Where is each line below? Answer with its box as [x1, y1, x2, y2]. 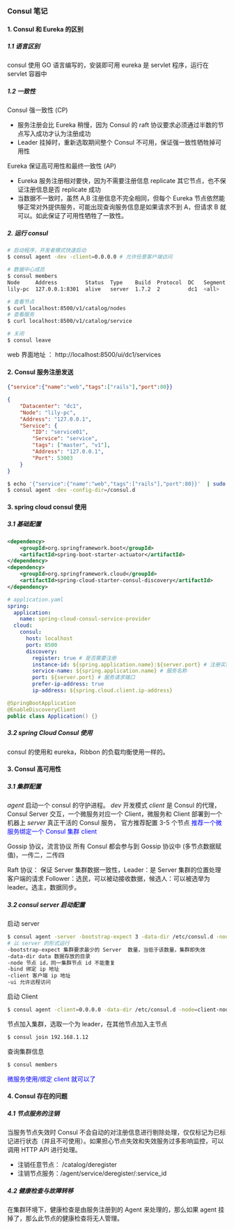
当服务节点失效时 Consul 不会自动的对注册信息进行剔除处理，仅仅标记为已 [7, 1128, 220, 1137]
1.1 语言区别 [7, 42, 40, 50]
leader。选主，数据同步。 [7, 883, 81, 892]
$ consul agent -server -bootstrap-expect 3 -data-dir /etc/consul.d [7, 933, 214, 940]
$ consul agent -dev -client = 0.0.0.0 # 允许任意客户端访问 [7, 254, 173, 261]
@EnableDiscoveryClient [7, 706, 77, 713]
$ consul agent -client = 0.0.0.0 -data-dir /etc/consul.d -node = [7, 1006, 198, 1014]
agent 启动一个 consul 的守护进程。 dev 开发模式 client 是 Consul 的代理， [7, 801, 221, 810]
